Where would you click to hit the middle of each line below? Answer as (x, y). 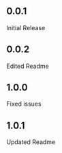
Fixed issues (24, 104)
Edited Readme (28, 66)
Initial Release (26, 27)
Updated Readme (31, 142)
